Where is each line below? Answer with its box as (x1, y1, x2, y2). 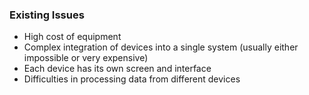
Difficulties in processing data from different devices (23, 73, 241, 85)
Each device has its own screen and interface (23, 63, 212, 75)
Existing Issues (9, 8, 85, 22)
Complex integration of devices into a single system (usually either (23, 41, 299, 53)
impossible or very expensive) (23, 52, 149, 64)
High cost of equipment (23, 31, 122, 43)
